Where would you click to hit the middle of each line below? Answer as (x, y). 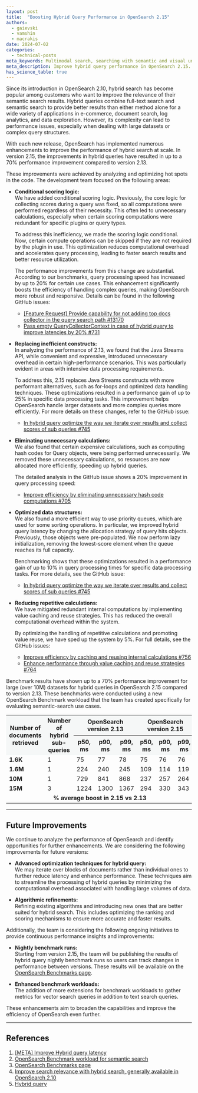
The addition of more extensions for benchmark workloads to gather (98, 990)
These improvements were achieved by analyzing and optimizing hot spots (97, 174)
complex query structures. (38, 133)
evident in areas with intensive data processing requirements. (89, 369)
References (28, 1038)
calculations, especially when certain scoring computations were (93, 217)
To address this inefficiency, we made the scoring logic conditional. (96, 235)
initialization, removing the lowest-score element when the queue (94, 544)
